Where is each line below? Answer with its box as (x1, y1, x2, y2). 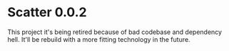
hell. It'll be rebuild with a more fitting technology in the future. (7, 35, 190, 43)
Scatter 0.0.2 (7, 4, 87, 21)
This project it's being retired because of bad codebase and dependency (7, 28, 223, 36)
